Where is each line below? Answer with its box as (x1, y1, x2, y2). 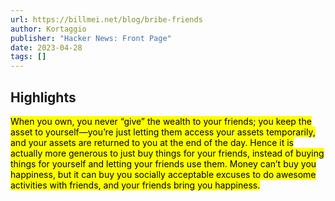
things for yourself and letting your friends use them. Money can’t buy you (10, 157, 317, 170)
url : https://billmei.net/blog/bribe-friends (10, 14, 203, 25)
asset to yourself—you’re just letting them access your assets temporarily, (10, 126, 316, 138)
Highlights (10, 89, 77, 106)
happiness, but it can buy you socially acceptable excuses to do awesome (10, 168, 317, 180)
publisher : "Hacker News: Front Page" (10, 33, 172, 43)
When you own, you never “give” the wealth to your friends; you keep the (10, 115, 312, 127)
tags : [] (10, 52, 47, 62)
